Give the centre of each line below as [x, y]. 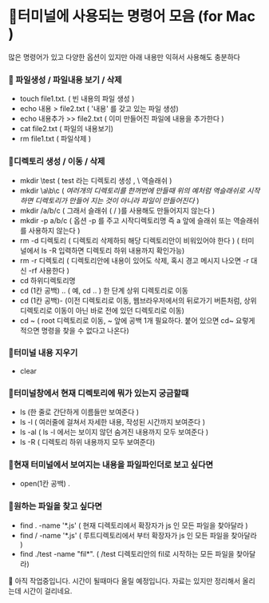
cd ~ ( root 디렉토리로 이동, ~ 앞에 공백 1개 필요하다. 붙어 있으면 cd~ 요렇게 [137, 320]
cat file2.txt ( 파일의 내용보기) [67, 129]
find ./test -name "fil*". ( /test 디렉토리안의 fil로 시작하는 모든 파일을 [127, 553]
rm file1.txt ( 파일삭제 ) [55, 139]
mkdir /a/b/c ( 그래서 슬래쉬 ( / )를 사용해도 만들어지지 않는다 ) [117, 210]
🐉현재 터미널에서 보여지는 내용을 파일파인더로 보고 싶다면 [111, 465]
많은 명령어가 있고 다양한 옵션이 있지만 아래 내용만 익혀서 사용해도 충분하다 [125, 57]
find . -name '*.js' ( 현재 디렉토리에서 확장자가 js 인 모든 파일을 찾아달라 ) [134, 525]
